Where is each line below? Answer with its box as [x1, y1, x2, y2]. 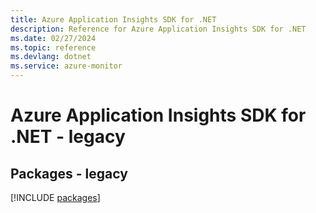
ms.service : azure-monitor [10, 61, 123, 71]
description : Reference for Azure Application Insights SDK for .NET [10, 24, 307, 34]
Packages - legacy [10, 165, 128, 182]
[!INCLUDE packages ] [10, 192, 101, 203]
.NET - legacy [10, 126, 126, 148]
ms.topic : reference [10, 42, 97, 53]
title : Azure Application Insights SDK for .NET [10, 14, 217, 25]
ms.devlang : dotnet [10, 52, 92, 62]
